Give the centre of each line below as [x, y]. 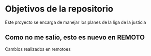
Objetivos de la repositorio [59, 9]
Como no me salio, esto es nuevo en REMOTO [75, 37]
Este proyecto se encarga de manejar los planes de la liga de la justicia [75, 22]
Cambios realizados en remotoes [38, 49]
